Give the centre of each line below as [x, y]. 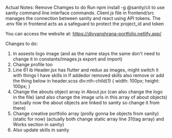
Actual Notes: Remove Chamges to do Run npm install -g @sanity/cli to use [85, 7]
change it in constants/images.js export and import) [67, 59]
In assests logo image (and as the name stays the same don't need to [87, 54]
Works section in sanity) [38, 124]
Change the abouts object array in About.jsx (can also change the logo [88, 92]
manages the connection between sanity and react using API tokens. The [83, 18]
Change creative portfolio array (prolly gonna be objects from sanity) [86, 113]
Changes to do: [22, 44]
